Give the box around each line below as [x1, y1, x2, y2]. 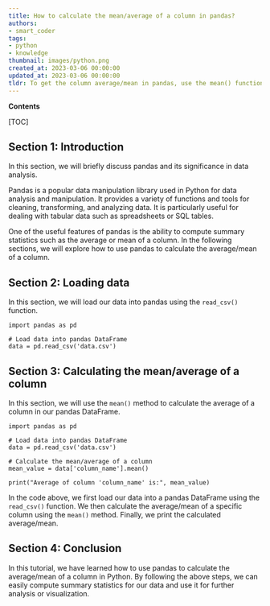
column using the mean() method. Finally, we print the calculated [8, 509, 221, 519]
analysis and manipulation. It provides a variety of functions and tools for [8, 194, 250, 204]
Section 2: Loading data [8, 275, 130, 290]
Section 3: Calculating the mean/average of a [8, 364, 239, 378]
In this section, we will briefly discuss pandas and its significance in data [8, 162, 249, 171]
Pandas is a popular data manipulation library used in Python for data [8, 186, 237, 196]
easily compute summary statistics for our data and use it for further [8, 580, 235, 590]
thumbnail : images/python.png [8, 57, 110, 65]
